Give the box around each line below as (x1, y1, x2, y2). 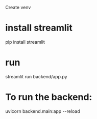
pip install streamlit (5, 39, 45, 45)
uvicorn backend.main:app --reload (5, 108, 80, 114)
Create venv (5, 5, 31, 10)
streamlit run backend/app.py (5, 73, 67, 79)
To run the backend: (5, 92, 92, 103)
